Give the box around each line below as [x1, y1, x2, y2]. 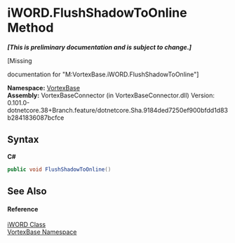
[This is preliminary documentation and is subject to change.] [7, 43, 192, 51]
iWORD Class [7, 221, 46, 229]
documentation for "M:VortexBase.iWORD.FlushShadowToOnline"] [7, 70, 199, 78]
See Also [7, 186, 47, 197]
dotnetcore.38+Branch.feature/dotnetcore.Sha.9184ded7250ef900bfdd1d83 [7, 106, 229, 114]
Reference [7, 204, 39, 213]
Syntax [7, 134, 39, 146]
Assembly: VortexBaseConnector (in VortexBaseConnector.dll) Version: [7, 91, 215, 99]
